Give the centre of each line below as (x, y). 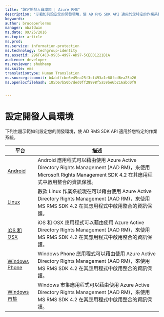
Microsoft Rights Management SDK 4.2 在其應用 (92, 175)
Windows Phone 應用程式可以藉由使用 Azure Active (97, 253)
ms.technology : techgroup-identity (41, 50)
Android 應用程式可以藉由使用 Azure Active (87, 160)
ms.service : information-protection (42, 46)
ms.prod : (14, 42)
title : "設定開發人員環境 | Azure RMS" (43, 10)
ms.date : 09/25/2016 (26, 32)
